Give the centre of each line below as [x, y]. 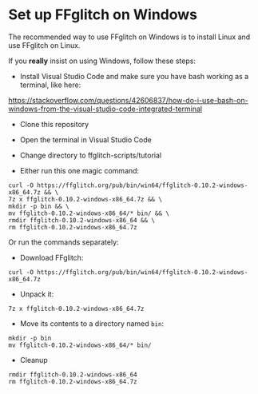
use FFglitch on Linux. [44, 45]
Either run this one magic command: [79, 170]
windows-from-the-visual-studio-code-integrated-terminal [105, 109]
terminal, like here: [50, 85]
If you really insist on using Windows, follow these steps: [102, 61]
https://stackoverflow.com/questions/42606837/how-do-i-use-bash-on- [129, 100]
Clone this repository [54, 124]
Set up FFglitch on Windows [103, 15]
